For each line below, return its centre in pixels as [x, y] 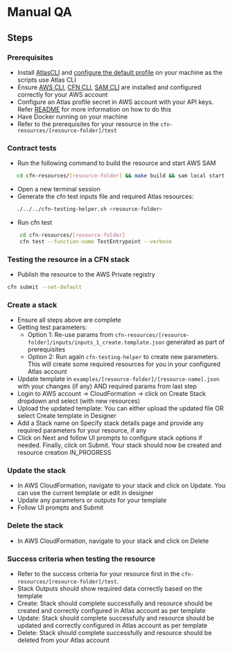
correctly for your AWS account [62, 94]
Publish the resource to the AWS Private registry [86, 274]
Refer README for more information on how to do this [94, 109]
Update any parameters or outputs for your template [92, 501]
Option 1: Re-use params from [70, 335]
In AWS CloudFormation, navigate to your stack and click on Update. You [121, 485]
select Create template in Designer [67, 416]
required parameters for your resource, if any [82, 431]
